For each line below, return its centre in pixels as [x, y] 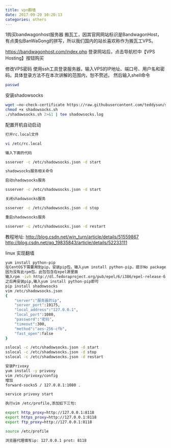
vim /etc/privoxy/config [32, 375]
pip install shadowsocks [32, 286]
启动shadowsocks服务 [25, 180]
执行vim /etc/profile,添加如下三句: [41, 403]
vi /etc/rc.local [24, 144]
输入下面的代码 [19, 153]
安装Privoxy [17, 366]
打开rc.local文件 [22, 134]
